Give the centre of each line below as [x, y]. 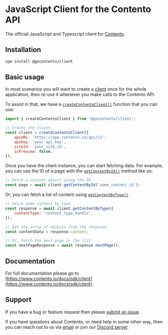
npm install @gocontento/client [39, 61]
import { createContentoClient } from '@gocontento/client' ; [71, 119]
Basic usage [25, 77]
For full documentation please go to [42, 273]
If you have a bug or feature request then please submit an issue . [73, 312]
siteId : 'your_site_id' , [40, 147]
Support [18, 300]
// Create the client [28, 128]
